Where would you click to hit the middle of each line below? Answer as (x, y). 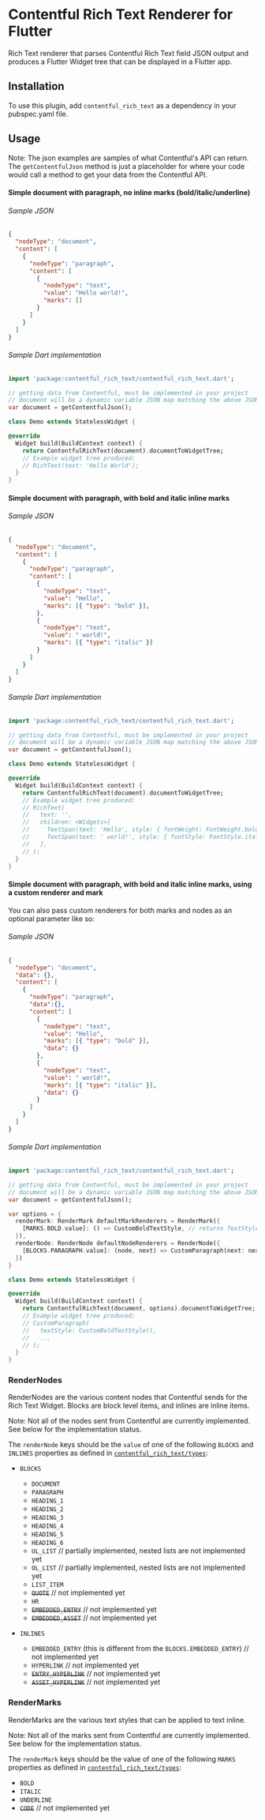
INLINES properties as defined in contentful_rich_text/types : (108, 1453)
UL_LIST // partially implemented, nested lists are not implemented (138, 1551)
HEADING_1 (48, 1501)
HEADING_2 (48, 1510)
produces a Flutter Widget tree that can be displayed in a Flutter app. (120, 62)
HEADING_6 (48, 1543)
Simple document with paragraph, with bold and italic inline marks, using (130, 884)
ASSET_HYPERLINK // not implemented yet (96, 1682)
